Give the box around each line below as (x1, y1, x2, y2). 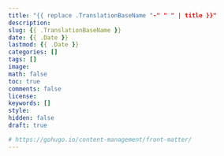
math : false (8, 70, 47, 78)
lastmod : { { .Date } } (8, 41, 80, 49)
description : (8, 19, 51, 27)
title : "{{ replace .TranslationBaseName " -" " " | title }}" (8, 11, 217, 20)
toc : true (8, 77, 41, 85)
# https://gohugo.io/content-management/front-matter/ (8, 136, 192, 143)
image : (8, 63, 30, 71)
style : (8, 107, 30, 115)
